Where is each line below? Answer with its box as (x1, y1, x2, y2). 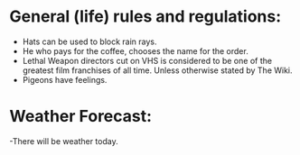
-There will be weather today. (9, 135, 119, 146)
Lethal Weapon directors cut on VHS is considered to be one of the (22, 55, 273, 66)
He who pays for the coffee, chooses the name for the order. (22, 45, 248, 56)
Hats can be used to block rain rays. (22, 36, 157, 47)
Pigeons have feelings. (22, 74, 108, 85)
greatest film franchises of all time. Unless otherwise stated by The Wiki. (22, 65, 293, 76)
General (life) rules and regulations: (9, 6, 282, 27)
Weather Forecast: (9, 106, 152, 127)
